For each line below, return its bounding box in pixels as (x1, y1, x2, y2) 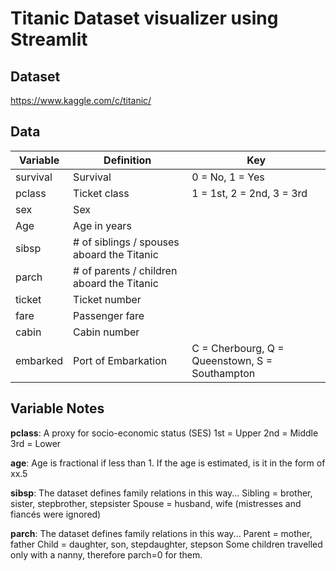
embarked (15, 353, 64, 367)
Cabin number (73, 325, 140, 339)
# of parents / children (73, 263, 178, 277)
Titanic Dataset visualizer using (10, 7, 279, 30)
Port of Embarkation (73, 353, 168, 367)
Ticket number (73, 292, 142, 306)
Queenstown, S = (191, 353, 273, 367)
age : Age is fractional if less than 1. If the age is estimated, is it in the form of (10, 457, 326, 469)
